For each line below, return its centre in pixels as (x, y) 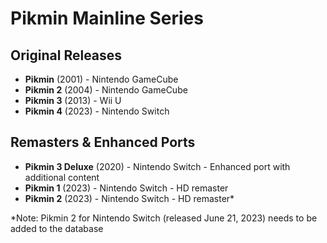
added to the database (57, 228)
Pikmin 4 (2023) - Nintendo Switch (97, 111)
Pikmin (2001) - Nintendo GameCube (101, 79)
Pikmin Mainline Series (107, 18)
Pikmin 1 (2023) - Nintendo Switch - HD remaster (126, 188)
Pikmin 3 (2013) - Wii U (73, 100)
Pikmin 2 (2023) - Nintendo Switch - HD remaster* (129, 198)
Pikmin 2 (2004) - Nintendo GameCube (106, 90)
